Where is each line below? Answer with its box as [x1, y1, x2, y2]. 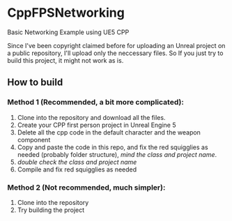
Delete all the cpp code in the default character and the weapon [17, 128, 201, 137]
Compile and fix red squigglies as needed [17, 165, 137, 174]
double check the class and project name [17, 158, 137, 166]
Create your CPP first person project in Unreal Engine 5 [17, 121, 176, 129]
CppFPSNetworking [7, 5, 125, 21]
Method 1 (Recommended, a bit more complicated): [7, 98, 185, 107]
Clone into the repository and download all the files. [17, 113, 166, 121]
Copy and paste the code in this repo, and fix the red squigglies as [17, 143, 208, 151]
